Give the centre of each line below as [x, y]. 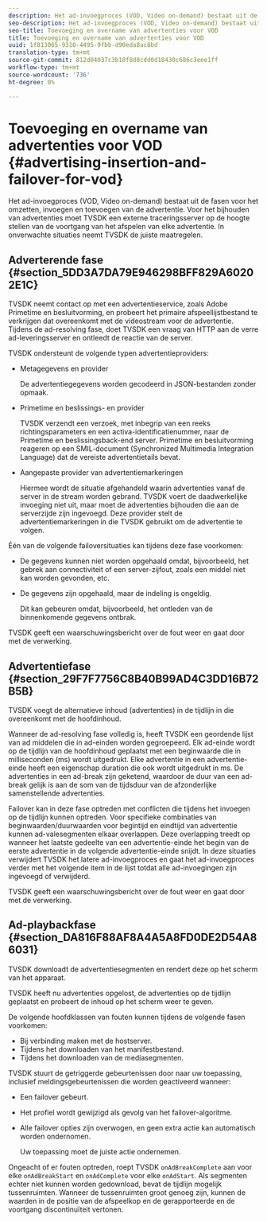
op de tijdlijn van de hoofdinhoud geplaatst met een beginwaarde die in [124, 751]
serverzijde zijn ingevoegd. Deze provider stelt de [101, 513]
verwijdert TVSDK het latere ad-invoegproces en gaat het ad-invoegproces [131, 859]
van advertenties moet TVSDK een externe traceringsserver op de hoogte [129, 218]
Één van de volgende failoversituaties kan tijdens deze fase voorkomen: [126, 546]
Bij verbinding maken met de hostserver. [86, 1041]
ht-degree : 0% [32, 82]
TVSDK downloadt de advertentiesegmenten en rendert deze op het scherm [133, 969]
